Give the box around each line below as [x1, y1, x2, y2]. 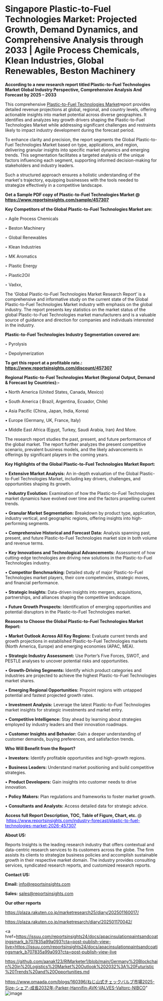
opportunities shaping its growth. [5, 481, 71, 487]
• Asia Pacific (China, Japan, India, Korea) [5, 408, 89, 414]
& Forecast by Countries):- [5, 380, 60, 385]
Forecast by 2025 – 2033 [5, 91, 57, 98]
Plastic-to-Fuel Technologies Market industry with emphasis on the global [5, 301, 153, 307]
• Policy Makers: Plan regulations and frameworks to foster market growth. [5, 793, 156, 799]
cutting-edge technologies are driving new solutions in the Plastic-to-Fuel [5, 555, 153, 561]
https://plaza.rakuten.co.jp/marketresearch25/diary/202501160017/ [5, 909, 139, 915]
